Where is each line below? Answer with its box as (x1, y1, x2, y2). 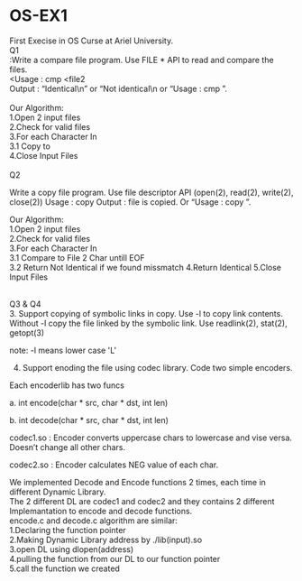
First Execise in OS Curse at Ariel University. (9, 35, 174, 46)
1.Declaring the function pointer (9, 524, 126, 535)
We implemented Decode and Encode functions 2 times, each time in (9, 476, 266, 487)
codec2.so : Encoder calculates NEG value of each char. (9, 459, 219, 470)
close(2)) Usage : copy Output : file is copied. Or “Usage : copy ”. (9, 196, 252, 207)
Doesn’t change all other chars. (9, 441, 126, 452)
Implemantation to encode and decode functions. (9, 505, 193, 516)
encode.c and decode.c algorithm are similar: (9, 515, 178, 526)
